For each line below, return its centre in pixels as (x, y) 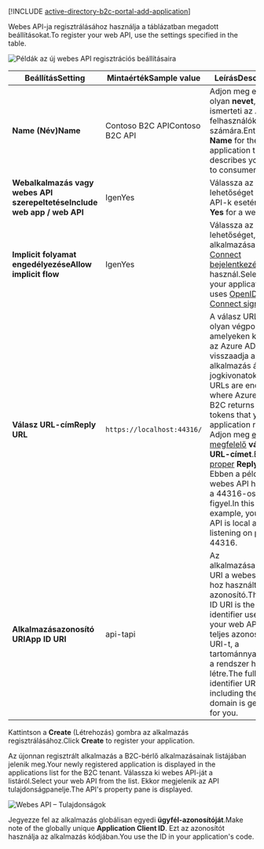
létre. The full (233, 674)
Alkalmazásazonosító (53, 629)
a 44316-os (233, 493)
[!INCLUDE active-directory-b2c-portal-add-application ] (99, 11)
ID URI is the (232, 605)
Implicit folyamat (44, 255)
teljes (220, 634)
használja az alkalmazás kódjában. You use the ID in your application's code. (131, 836)
